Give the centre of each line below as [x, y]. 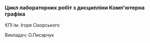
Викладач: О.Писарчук [30, 35]
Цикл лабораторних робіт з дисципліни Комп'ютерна [75, 8]
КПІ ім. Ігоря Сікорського [32, 25]
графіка [15, 14]
